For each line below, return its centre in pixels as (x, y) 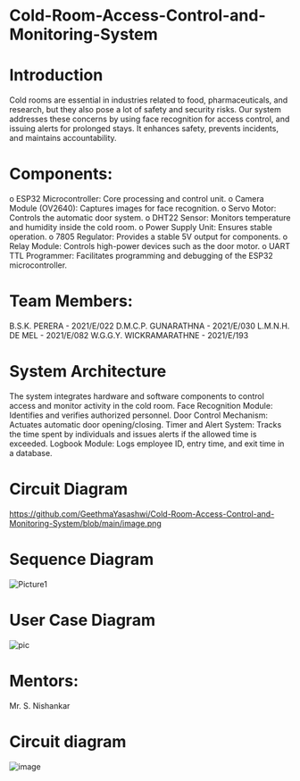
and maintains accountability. (63, 138)
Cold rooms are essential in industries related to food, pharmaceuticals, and (149, 100)
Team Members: (71, 301)
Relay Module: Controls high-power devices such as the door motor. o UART (150, 246)
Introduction (56, 75)
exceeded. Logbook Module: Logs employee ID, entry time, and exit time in (147, 444)
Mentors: (44, 681)
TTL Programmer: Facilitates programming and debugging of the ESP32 (142, 256)
